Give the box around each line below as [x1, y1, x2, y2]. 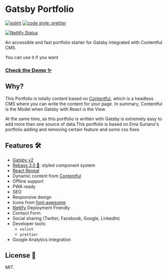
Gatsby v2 [12, 157, 34, 163]
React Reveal [12, 168, 40, 174]
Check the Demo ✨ [5, 66, 52, 73]
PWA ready [12, 184, 36, 190]
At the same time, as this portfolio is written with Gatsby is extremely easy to [5, 116, 162, 122]
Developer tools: [12, 221, 46, 227]
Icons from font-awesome [12, 200, 66, 206]
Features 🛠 [5, 141, 41, 150]
